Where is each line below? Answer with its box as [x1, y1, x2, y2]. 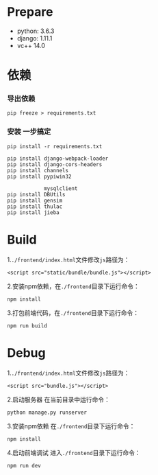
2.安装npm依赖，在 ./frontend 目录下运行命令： [7, 282, 140, 290]
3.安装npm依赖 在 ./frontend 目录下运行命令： [7, 421, 135, 430]
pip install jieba [7, 209, 60, 216]
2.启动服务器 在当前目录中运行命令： [7, 395, 111, 404]
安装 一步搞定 [7, 127, 51, 137]
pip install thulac [7, 203, 63, 210]
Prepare [7, 4, 53, 20]
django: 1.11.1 [16, 34, 53, 42]
